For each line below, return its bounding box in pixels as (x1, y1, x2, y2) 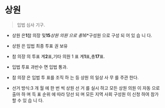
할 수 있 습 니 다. (11, 97, 44, 103)
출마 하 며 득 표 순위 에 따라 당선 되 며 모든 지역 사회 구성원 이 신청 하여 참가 (11, 91, 159, 97)
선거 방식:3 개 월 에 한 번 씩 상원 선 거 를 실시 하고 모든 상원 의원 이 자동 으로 (11, 85, 160, 91)
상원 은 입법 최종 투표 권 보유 (11, 43, 68, 49)
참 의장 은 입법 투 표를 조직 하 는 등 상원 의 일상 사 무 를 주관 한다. (11, 74, 139, 80)
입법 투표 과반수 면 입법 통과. (11, 64, 68, 70)
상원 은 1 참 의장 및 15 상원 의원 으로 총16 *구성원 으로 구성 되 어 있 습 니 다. (11, 32, 153, 38)
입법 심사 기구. (16, 22, 45, 28)
